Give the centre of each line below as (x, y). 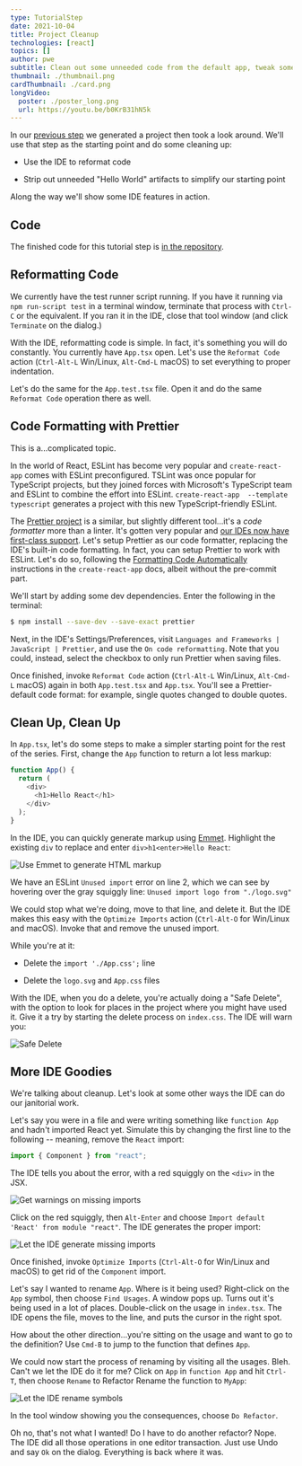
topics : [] (30, 51)
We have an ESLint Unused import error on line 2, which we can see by (140, 882)
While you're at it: (43, 945)
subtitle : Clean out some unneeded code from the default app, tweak (143, 68)
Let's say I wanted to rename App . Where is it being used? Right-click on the (150, 1289)
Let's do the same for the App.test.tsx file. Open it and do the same (136, 388)
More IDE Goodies (61, 1071)
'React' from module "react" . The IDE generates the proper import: (135, 1227)
